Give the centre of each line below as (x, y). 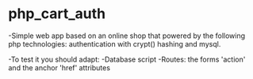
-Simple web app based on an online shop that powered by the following (127, 36)
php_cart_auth (57, 14)
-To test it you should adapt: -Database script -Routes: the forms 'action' (127, 59)
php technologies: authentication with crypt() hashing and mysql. (115, 43)
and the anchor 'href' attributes (59, 67)
